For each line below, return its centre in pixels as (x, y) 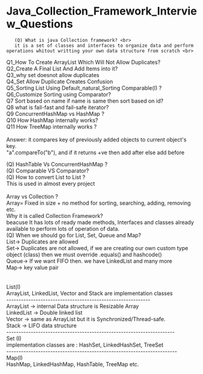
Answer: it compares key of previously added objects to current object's (96, 139)
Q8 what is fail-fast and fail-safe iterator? (58, 107)
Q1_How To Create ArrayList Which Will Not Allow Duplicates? (83, 62)
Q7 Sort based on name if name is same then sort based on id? (85, 101)
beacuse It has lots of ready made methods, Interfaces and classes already (100, 222)
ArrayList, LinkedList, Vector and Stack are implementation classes (90, 293)
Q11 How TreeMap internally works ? (52, 126)
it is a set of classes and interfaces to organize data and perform (104, 46)
